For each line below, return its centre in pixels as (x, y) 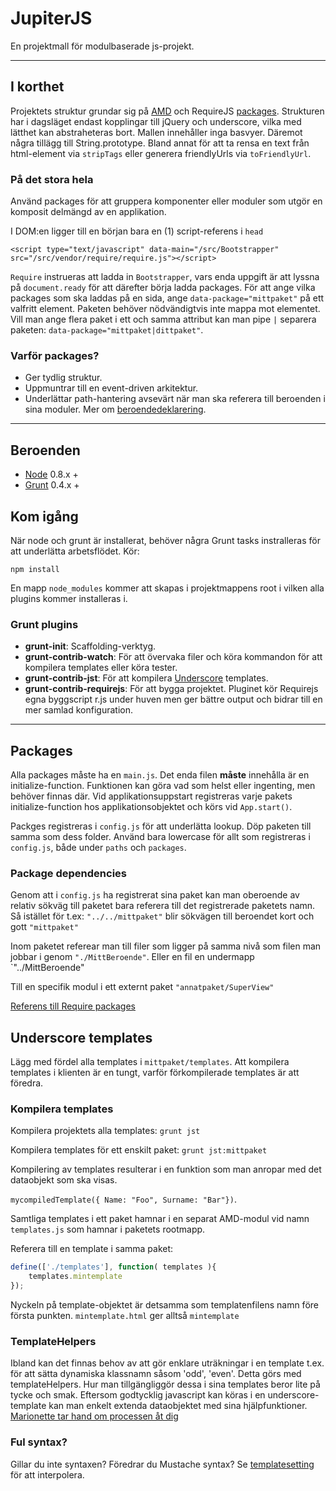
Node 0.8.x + (51, 474)
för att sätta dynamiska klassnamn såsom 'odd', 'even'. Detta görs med (156, 1374)
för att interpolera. (47, 1474)
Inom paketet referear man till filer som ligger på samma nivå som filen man (166, 946)
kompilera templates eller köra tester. (101, 668)
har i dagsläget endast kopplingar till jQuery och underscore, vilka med (156, 121)
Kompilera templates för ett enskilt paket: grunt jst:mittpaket (139, 1150)
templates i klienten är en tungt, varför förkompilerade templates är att (155, 1073)
